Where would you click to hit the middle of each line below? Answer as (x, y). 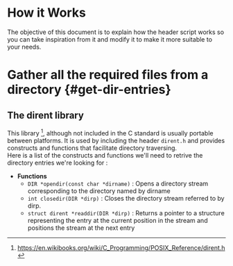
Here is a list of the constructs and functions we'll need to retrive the (105, 155)
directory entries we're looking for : (58, 163)
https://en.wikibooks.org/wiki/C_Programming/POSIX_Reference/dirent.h (121, 247)
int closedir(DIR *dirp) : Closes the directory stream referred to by (126, 198)
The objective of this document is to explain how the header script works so (115, 32)
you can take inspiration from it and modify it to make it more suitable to (110, 39)
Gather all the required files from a (108, 75)
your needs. (24, 47)
